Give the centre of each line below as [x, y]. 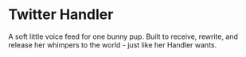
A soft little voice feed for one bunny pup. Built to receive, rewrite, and [123, 36]
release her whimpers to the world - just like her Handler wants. [113, 44]
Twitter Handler [61, 15]
